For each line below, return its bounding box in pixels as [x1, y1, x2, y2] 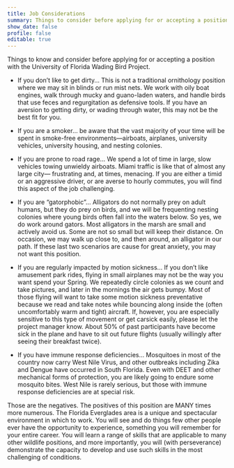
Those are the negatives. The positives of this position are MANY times [7, 401, 211, 409]
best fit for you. [17, 113, 62, 122]
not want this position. [17, 250, 81, 258]
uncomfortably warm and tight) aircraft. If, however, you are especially [17, 308, 219, 316]
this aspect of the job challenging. [17, 185, 115, 193]
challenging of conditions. [7, 453, 82, 462]
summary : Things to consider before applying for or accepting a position [7, 17, 229, 24]
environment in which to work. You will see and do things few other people [7, 416, 221, 425]
